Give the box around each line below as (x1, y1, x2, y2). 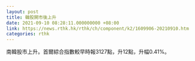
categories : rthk (6, 31, 50, 37)
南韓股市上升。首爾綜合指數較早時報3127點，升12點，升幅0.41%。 (6, 48, 170, 56)
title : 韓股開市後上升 (6, 14, 57, 20)
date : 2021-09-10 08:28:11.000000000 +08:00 (6, 20, 119, 26)
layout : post (6, 8, 39, 15)
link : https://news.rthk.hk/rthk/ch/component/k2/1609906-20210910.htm (6, 25, 189, 32)
